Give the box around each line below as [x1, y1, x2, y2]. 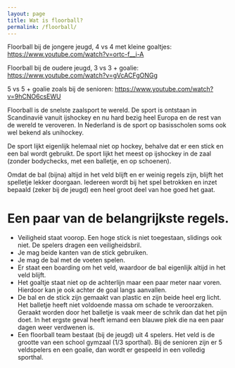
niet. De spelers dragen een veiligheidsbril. [17, 241, 142, 250]
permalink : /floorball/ [7, 23, 77, 30]
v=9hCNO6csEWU [7, 92, 61, 101]
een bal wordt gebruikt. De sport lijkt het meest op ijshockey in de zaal [7, 149, 212, 158]
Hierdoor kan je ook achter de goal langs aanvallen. [17, 286, 167, 294]
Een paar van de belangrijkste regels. [7, 210, 229, 226]
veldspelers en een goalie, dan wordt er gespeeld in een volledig [17, 345, 205, 354]
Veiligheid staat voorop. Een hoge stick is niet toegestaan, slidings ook [17, 234, 222, 242]
